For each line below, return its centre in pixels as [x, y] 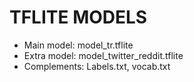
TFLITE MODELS [78, 17]
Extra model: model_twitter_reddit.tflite [103, 55]
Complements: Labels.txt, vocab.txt [97, 66]
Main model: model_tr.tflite [78, 45]
